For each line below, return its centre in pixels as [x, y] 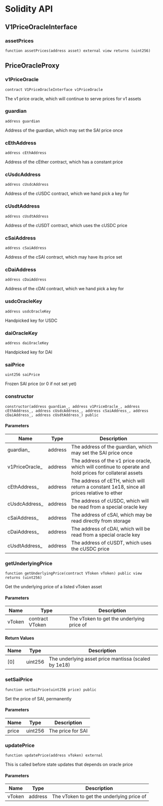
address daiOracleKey [27, 343]
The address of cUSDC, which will [110, 501]
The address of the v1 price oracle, [111, 460]
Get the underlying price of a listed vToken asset [54, 587]
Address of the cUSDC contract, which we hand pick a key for [67, 193]
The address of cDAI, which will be [111, 528]
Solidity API [29, 9]
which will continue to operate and [110, 467]
